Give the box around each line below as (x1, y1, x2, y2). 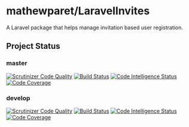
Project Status (6, 41, 61, 51)
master (6, 59, 28, 67)
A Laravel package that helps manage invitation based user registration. (6, 24, 184, 31)
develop (6, 94, 31, 102)
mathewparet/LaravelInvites (6, 4, 150, 18)
